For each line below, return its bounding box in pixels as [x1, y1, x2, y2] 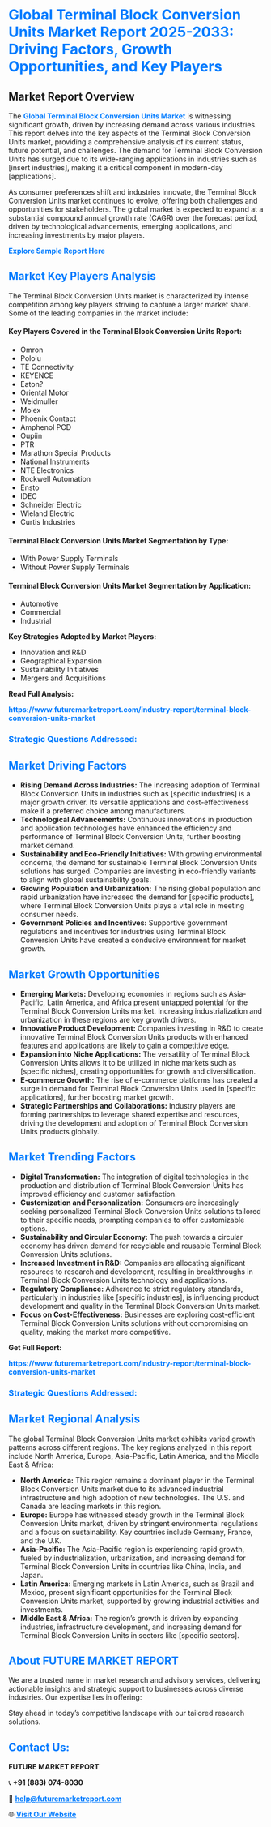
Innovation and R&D [19, 647, 87, 658]
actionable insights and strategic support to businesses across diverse [8, 1684, 244, 1694]
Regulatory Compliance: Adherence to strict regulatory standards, [19, 1284, 243, 1293]
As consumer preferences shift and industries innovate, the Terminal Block [8, 187, 257, 196]
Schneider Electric [19, 500, 83, 510]
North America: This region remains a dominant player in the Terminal [19, 1475, 255, 1485]
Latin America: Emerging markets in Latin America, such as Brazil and [19, 1579, 255, 1589]
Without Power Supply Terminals [19, 562, 129, 573]
